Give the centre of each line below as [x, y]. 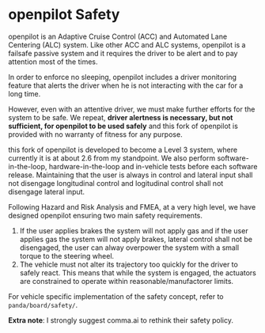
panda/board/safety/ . [43, 305]
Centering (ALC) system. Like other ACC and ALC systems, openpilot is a [127, 44]
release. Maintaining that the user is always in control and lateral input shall [131, 175]
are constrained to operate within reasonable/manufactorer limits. [127, 281]
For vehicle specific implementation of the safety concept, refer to [116, 296]
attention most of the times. [53, 62]
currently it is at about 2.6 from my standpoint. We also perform [112, 158]
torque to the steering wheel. [67, 255]
